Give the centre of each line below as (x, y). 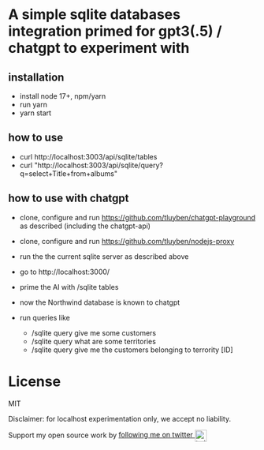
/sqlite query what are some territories (93, 341)
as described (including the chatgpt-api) (85, 226)
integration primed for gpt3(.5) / (115, 31)
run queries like (45, 317)
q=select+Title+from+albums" (69, 173)
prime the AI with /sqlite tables (69, 287)
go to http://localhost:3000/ (65, 272)
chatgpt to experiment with (99, 48)
